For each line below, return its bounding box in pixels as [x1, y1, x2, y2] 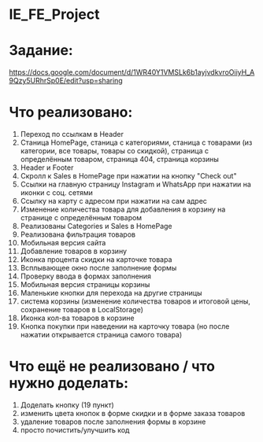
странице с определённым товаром [20, 213, 143, 223]
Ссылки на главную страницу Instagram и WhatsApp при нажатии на [20, 179, 251, 190]
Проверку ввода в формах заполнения [20, 271, 152, 281]
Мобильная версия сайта [20, 238, 106, 248]
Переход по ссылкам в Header [20, 130, 124, 139]
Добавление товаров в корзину [20, 246, 128, 256]
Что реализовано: [9, 104, 133, 121]
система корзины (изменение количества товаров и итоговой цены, [20, 297, 251, 306]
